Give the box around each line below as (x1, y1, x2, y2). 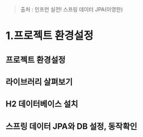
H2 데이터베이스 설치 (5, 99, 78, 109)
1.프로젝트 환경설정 (5, 29, 94, 42)
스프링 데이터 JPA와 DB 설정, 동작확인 (5, 121, 138, 131)
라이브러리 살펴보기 (5, 77, 73, 87)
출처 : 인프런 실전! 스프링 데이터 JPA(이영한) (20, 6, 123, 13)
